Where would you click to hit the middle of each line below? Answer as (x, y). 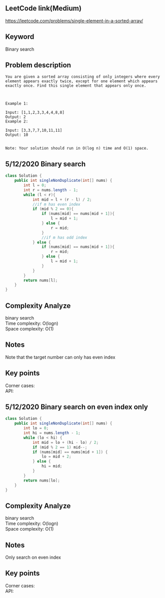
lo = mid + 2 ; (56, 457)
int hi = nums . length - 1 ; (52, 433)
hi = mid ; (52, 466)
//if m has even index (56, 204)
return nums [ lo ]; (42, 480)
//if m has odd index (64, 237)
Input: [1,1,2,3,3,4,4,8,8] (35, 113)
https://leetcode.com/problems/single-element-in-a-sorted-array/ (74, 20)
